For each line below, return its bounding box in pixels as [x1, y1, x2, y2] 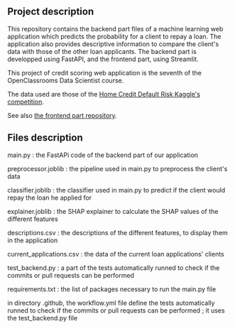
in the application [7, 236, 58, 244]
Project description [7, 6, 94, 18]
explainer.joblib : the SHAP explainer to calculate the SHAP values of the [7, 207, 219, 215]
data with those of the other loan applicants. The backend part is [7, 47, 197, 55]
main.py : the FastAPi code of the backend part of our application [7, 151, 199, 159]
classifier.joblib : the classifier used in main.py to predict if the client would [7, 185, 226, 194]
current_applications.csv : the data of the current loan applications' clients [7, 249, 225, 258]
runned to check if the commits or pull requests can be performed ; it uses [7, 306, 225, 315]
